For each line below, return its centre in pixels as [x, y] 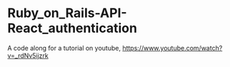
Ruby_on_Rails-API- [67, 13]
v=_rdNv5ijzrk [28, 56]
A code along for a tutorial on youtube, [64, 48]
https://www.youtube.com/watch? [172, 48]
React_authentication [72, 28]
